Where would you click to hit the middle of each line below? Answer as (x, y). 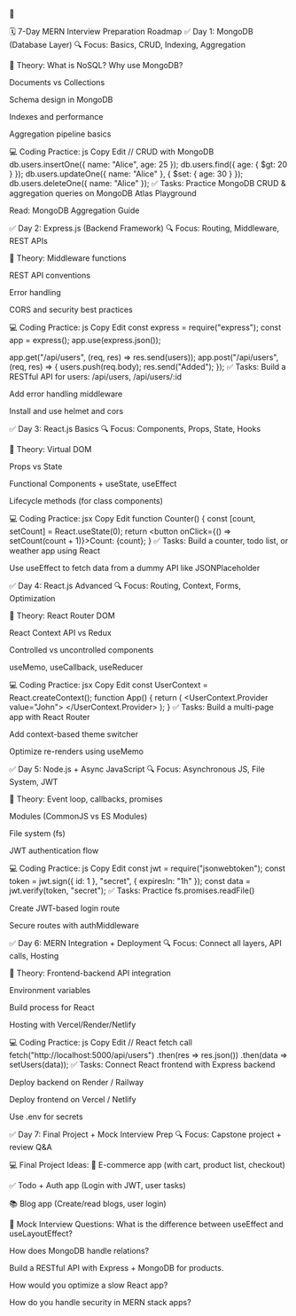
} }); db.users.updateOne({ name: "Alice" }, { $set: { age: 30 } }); (126, 174)
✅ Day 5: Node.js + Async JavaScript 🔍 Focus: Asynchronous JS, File (137, 769)
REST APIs (29, 241)
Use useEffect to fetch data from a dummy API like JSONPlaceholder (135, 568)
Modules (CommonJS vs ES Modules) (78, 816)
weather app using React (55, 551)
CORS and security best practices (71, 309)
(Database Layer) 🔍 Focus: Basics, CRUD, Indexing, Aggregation (128, 45)
